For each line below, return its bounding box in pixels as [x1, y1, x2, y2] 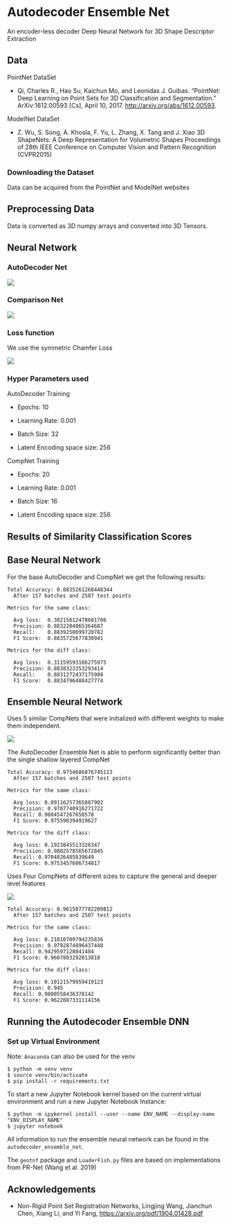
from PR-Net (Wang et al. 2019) [7, 1163, 97, 1172]
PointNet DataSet [7, 73, 57, 81]
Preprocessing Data [7, 203, 95, 215]
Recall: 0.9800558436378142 [13, 991, 95, 998]
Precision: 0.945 [13, 985, 64, 992]
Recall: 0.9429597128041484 [13, 948, 95, 956]
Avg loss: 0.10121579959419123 [13, 979, 104, 985]
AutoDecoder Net [7, 263, 68, 273]
